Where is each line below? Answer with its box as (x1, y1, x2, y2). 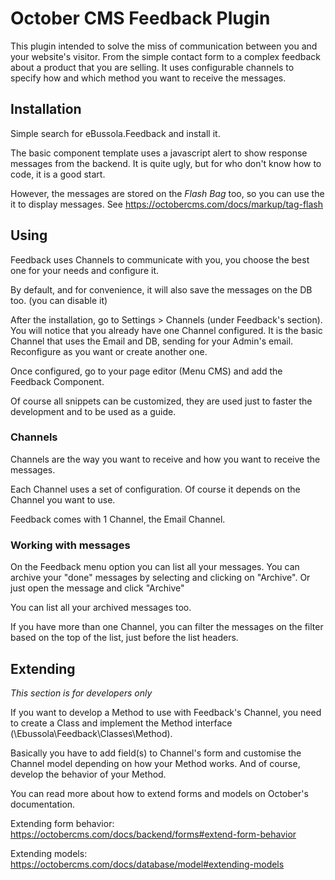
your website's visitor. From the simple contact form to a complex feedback (10, 50, 322, 62)
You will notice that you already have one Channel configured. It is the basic (10, 324, 323, 336)
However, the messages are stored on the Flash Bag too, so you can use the (10, 187, 325, 199)
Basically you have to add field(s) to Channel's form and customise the (10, 747, 302, 759)
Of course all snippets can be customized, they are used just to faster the (10, 395, 313, 407)
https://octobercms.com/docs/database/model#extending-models (10, 858, 285, 870)
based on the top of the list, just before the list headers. (10, 632, 239, 644)
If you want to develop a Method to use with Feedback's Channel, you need (10, 706, 322, 718)
